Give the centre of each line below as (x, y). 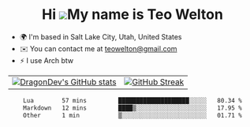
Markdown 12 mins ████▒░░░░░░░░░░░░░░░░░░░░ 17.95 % (132, 108)
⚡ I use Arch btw (47, 60)
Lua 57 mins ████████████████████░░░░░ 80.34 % (132, 100)
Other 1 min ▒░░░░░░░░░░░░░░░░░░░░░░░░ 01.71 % (132, 115)
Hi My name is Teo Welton (132, 15)
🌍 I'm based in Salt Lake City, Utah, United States (101, 36)
